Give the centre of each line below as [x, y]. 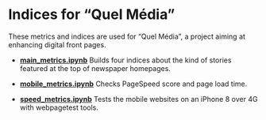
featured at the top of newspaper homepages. [95, 68]
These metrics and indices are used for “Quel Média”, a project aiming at [127, 36]
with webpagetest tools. [59, 107]
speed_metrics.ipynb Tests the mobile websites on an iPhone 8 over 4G [139, 99]
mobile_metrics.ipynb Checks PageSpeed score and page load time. [133, 84]
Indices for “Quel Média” [92, 15]
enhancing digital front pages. [57, 44]
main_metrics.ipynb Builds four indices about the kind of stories [125, 60]
